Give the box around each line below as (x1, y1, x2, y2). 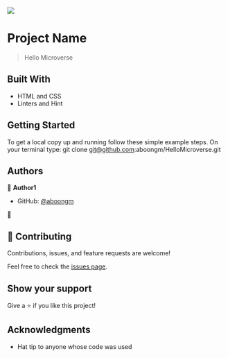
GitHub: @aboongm (17, 197, 74, 205)
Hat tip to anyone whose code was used (17, 342, 132, 350)
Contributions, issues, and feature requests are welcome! (7, 249, 171, 257)
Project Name (7, 31, 87, 46)
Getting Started (7, 119, 76, 131)
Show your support (7, 282, 92, 294)
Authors (7, 165, 44, 177)
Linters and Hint (17, 99, 63, 108)
